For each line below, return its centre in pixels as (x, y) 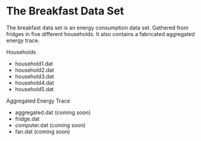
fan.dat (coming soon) (42, 131)
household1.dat (34, 64)
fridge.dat (27, 119)
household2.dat (34, 70)
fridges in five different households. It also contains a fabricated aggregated (101, 34)
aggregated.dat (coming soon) (53, 112)
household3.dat (34, 76)
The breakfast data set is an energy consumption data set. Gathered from (97, 28)
